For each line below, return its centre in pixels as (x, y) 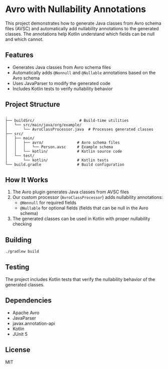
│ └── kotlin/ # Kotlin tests (57, 160)
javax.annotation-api (34, 323)
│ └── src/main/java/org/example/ (43, 125)
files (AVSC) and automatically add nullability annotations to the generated (82, 28)
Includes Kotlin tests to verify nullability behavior (62, 89)
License (18, 350)
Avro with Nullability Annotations (76, 9)
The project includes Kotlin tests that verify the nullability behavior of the (80, 279)
